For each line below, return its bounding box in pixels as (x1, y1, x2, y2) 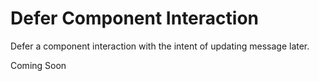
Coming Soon (10, 59, 67, 71)
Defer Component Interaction (10, 7, 259, 30)
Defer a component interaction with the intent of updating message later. (10, 40, 310, 52)
